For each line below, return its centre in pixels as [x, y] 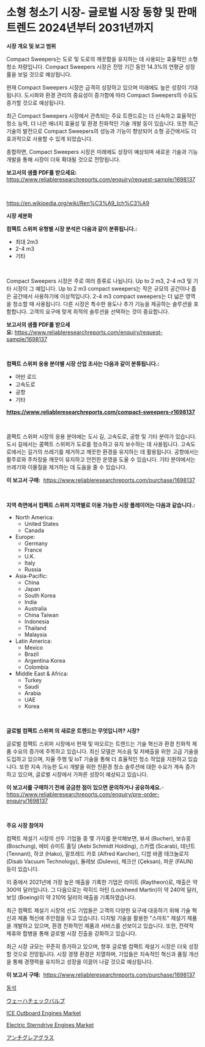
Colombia [36, 667]
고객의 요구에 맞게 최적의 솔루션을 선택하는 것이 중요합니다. [99, 311]
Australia [35, 608]
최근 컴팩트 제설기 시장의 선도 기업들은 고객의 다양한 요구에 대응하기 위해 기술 [99, 910]
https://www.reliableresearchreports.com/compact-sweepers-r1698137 [101, 412]
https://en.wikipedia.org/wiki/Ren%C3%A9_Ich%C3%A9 [78, 203]
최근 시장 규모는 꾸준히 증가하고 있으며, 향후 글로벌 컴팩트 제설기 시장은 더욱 [97, 946]
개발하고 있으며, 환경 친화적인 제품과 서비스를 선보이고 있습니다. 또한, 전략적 [103, 926]
